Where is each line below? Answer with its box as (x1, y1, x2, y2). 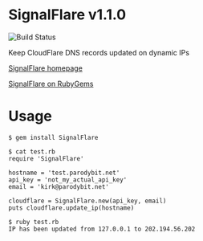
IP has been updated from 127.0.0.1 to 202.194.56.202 (8, 225, 196, 233)
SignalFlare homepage (8, 63, 83, 73)
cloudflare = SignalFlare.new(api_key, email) (8, 197, 167, 205)
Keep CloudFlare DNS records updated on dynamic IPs (8, 47, 190, 57)
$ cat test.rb (8, 147, 56, 156)
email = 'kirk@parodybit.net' (8, 182, 110, 190)
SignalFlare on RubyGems (8, 79, 94, 88)
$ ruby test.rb (8, 218, 59, 226)
